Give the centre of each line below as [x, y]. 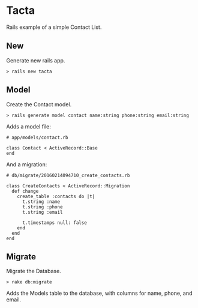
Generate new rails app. [36, 60]
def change [25, 191]
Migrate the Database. [34, 271]
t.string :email [42, 212]
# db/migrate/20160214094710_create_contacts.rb [68, 175]
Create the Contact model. [39, 104]
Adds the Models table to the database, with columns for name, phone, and [99, 293]
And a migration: [27, 164]
